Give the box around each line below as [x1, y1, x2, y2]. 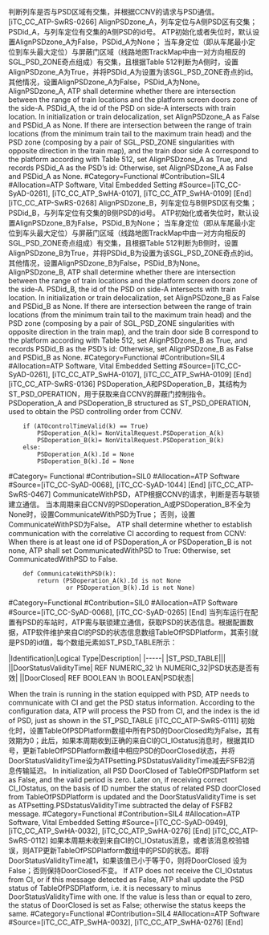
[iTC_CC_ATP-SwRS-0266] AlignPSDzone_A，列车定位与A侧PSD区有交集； [8, 17, 258, 26]
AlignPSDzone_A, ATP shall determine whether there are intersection [8, 87, 236, 96]
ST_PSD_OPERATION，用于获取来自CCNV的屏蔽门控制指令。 [8, 389, 210, 399]
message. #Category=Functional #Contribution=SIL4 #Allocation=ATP [8, 809, 241, 819]
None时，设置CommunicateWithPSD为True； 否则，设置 [8, 510, 196, 519]
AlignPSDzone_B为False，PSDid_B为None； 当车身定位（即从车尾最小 [14, 218, 249, 227]
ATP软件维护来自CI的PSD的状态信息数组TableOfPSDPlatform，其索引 [22, 628, 251, 636]
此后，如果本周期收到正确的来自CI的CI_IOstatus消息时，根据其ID [40, 736, 255, 745]
